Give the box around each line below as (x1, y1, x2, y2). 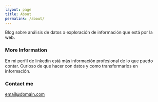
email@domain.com (5, 91, 45, 97)
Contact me (5, 80, 34, 87)
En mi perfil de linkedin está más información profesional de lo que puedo (5, 58, 153, 64)
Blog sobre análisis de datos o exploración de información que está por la (5, 30, 153, 35)
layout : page (5, 7, 32, 12)
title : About (5, 12, 32, 17)
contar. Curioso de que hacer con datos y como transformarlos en (5, 63, 138, 68)
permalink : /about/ (5, 16, 45, 21)
